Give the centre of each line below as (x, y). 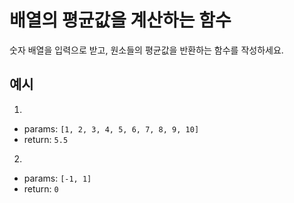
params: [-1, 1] (57, 178)
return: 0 (41, 188)
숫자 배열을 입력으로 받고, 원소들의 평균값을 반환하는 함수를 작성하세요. (146, 50)
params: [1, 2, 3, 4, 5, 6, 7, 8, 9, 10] (111, 128)
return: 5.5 (46, 139)
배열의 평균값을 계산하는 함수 (120, 20)
